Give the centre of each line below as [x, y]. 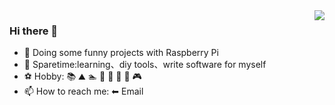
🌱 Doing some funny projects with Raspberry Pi [121, 53]
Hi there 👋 [34, 31]
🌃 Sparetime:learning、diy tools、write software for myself [145, 65]
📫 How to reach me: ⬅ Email [83, 91]
